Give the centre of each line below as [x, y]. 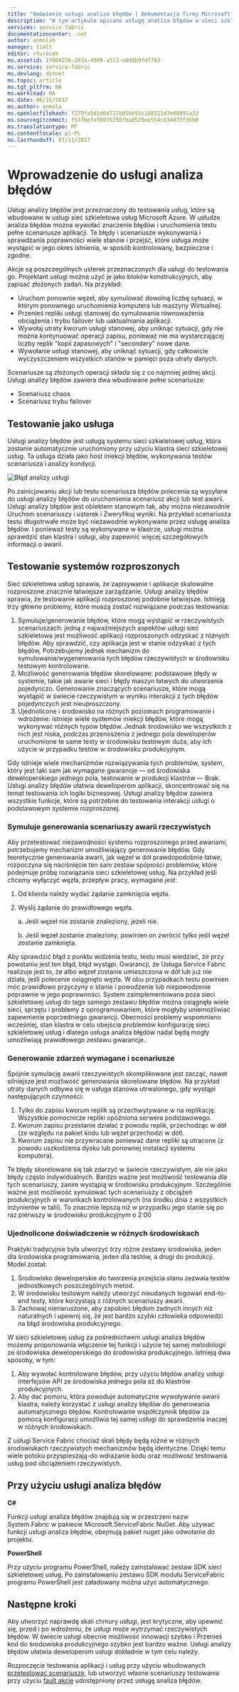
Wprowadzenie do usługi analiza [106, 175]
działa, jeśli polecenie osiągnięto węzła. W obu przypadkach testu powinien [118, 980]
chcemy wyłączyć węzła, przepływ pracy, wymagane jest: [92, 880]
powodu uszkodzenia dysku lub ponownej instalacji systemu [106, 1148]
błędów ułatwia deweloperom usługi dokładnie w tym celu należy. [103, 1652]
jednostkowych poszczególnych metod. [76, 1285]
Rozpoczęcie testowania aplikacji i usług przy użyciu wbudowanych [107, 1666]
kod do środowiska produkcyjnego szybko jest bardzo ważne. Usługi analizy [119, 1644]
